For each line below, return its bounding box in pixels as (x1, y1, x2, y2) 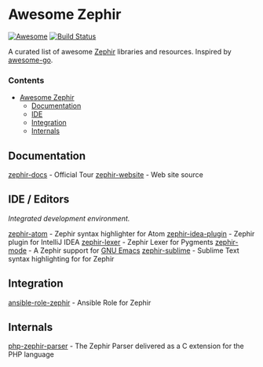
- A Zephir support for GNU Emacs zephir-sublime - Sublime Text (28, 246, 239, 255)
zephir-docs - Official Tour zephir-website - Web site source (8, 170, 204, 180)
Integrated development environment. (8, 213, 130, 223)
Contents (8, 75, 45, 86)
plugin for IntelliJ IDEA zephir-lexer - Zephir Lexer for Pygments (8, 237, 214, 247)
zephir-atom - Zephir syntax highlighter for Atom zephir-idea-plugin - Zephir (8, 228, 255, 238)
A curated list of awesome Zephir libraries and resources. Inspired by (8, 46, 232, 56)
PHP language (8, 350, 55, 359)
